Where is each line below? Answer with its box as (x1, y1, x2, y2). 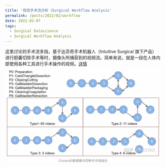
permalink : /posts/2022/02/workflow (5, 13, 80, 18)
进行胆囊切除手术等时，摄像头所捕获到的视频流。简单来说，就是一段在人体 (5, 55, 156, 60)
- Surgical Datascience (9, 28, 58, 34)
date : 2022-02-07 (5, 18, 41, 23)
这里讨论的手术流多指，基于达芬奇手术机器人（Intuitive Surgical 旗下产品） (5, 49, 157, 54)
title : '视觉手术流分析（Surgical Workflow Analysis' (5, 8, 112, 13)
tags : (5, 24, 16, 28)
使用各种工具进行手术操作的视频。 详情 (9, 61, 87, 66)
